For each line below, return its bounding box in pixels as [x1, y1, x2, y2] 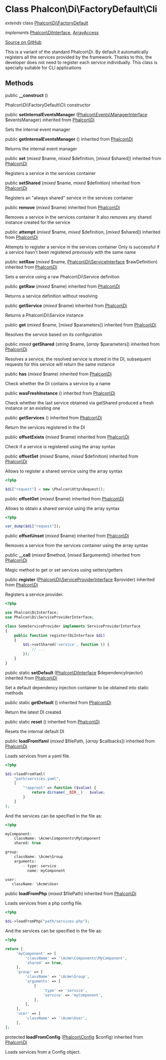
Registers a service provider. [5, 591, 63, 597]
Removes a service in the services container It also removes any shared [5, 214, 152, 220]
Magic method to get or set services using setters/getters [5, 567, 123, 573]
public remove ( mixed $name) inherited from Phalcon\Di [5, 204, 120, 210]
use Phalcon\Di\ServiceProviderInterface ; [5, 615, 94, 620]
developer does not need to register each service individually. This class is [5, 59, 158, 65]
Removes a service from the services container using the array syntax [5, 543, 148, 549]
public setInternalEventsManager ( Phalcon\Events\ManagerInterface [5, 111, 148, 117]
